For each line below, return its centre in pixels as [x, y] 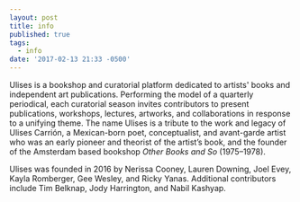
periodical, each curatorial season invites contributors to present [129, 104]
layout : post [34, 18]
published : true [40, 34]
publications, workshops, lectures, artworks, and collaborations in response [150, 114]
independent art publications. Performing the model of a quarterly [132, 94]
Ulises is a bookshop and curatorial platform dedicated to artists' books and [150, 85]
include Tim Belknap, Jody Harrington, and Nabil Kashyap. [118, 188]
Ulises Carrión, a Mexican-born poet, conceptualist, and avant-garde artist [148, 132]
